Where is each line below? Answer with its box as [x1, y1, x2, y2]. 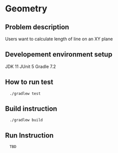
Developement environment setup [5, 50, 113, 59]
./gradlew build [9, 118, 43, 123]
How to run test [5, 78, 53, 86]
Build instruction [5, 105, 58, 113]
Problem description [5, 23, 69, 31]
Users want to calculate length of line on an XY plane [5, 36, 113, 42]
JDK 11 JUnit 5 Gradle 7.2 [5, 63, 56, 70]
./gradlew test [9, 91, 41, 96]
